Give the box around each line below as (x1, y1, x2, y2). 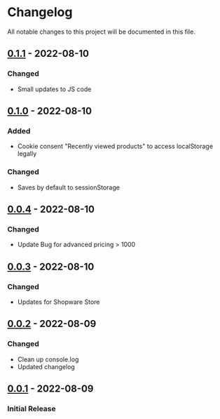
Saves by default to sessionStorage (17, 183, 121, 192)
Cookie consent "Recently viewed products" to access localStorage (17, 142, 214, 151)
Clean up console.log (17, 355, 79, 364)
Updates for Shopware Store (17, 298, 100, 306)
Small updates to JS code (17, 85, 92, 93)
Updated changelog (17, 362, 75, 371)
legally (17, 149, 37, 158)
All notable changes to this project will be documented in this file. (7, 27, 196, 36)
